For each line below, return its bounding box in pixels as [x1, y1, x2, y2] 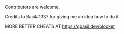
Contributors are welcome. [5, 4, 60, 10]
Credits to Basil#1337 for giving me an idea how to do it [5, 14, 119, 19]
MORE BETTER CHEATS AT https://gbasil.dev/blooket [5, 23, 115, 29]
